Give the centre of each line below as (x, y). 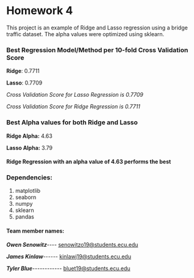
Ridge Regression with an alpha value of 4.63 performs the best (89, 162)
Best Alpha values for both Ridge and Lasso (72, 122)
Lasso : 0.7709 (24, 83)
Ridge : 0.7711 (23, 71)
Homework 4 (40, 11)
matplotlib (28, 191)
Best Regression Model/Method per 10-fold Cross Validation (97, 50)
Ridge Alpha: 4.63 (30, 136)
